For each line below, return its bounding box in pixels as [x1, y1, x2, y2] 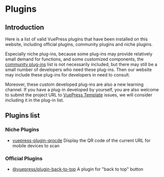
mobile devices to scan [12, 142, 60, 148]
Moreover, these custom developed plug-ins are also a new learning [5, 81, 144, 87]
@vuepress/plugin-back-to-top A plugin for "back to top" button [12, 166, 143, 172]
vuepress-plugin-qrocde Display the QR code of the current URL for [12, 137, 151, 143]
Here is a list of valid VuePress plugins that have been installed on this [5, 36, 148, 42]
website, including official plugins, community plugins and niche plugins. [5, 41, 153, 47]
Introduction [5, 23, 44, 32]
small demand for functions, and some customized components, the [5, 56, 144, 62]
